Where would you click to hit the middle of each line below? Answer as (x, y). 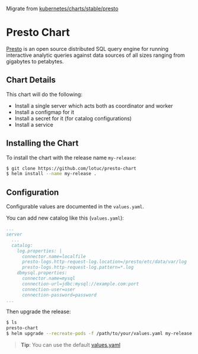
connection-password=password (59, 295)
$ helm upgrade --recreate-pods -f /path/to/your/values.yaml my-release (99, 334)
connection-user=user (49, 289)
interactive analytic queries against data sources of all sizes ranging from (96, 55)
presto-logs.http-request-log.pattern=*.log (78, 268)
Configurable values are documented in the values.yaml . (75, 207)
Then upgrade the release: (39, 312)
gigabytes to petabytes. (35, 61)
